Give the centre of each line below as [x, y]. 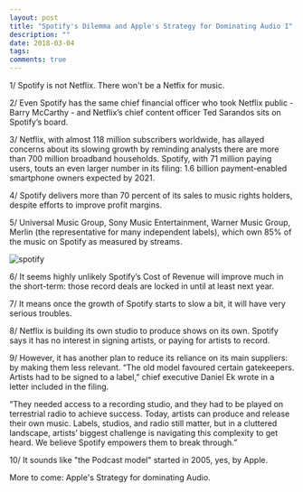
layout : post [34, 18]
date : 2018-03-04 [42, 43]
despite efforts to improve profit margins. [86, 205]
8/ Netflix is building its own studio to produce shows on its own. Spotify [144, 331]
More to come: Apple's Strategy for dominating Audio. [110, 478]
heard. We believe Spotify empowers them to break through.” [123, 442]
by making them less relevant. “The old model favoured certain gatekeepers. [152, 367]
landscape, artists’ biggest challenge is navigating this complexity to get [144, 433]
